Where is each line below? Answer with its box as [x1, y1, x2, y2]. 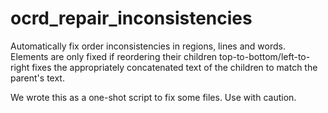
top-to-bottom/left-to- [219, 50, 311, 62]
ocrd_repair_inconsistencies [10, 7, 253, 30]
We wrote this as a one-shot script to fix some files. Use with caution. [10, 91, 297, 103]
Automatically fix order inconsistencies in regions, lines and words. [10, 40, 286, 52]
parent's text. [10, 72, 65, 84]
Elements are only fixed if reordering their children [10, 50, 218, 62]
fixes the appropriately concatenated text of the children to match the [31, 61, 318, 73]
